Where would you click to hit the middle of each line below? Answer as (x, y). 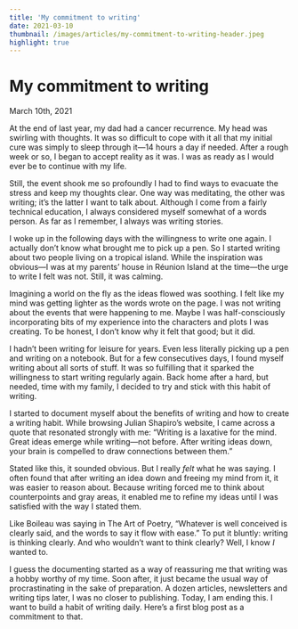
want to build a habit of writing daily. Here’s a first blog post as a (127, 608)
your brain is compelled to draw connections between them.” (121, 452)
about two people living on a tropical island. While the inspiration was (136, 257)
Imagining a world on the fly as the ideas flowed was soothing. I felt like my (147, 294)
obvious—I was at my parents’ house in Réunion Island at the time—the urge (149, 267)
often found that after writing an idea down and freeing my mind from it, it (144, 478)
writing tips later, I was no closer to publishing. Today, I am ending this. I (141, 598)
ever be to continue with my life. (68, 167)
